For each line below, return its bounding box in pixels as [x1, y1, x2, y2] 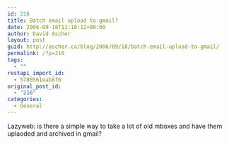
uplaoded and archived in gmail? [7, 129, 102, 138]
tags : [7, 57, 23, 64]
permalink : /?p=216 [7, 50, 65, 57]
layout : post [7, 37, 46, 44]
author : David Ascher [7, 30, 71, 37]
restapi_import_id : [7, 69, 65, 76]
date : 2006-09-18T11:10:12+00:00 [7, 23, 106, 30]
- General [13, 103, 42, 110]
